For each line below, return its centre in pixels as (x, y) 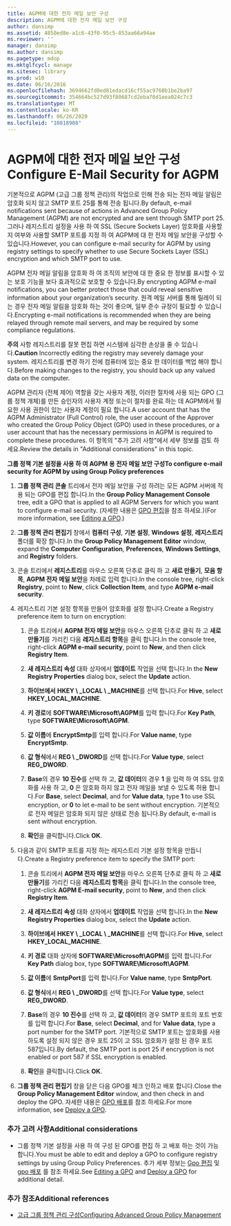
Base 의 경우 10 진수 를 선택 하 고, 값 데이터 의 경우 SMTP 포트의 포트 (119, 1015)
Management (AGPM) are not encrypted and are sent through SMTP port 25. (116, 218)
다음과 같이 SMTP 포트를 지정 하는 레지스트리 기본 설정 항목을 (100, 850)
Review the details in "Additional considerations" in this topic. (107, 449)
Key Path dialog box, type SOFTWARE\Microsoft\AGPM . (109, 964)
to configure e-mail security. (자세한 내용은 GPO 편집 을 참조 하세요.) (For (117, 511)
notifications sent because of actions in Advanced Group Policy (98, 211)
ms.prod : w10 (26, 78)
